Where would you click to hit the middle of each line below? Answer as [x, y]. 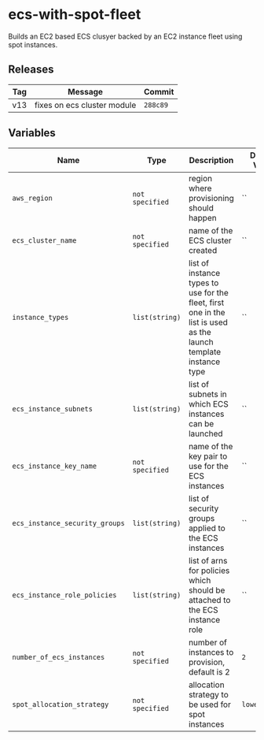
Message [86, 91]
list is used [208, 322]
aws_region [32, 198]
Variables [32, 133]
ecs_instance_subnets [52, 409]
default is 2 [209, 671]
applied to [207, 528]
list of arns [208, 560]
